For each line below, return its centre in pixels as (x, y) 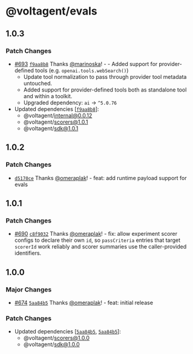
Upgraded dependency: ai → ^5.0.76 (70, 102)
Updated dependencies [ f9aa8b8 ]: (57, 109)
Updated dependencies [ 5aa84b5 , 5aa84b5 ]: (68, 332)
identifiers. (28, 253)
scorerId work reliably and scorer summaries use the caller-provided (100, 247)
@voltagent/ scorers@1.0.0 (57, 338)
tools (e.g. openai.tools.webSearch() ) (82, 70)
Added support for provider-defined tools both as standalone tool (105, 90)
